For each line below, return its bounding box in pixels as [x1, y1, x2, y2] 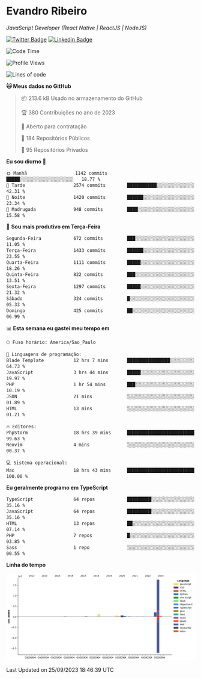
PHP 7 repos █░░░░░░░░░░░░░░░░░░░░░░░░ [6, 532, 195, 539]
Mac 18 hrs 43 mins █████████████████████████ [6, 467, 195, 474]
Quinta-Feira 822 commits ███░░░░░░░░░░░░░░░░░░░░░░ [6, 271, 195, 278]
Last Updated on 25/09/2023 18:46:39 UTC [6, 666, 114, 674]
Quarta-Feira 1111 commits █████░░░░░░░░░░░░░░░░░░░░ [6, 259, 195, 266]
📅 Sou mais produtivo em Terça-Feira [6, 223, 101, 230]
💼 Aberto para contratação [20, 122, 87, 130]
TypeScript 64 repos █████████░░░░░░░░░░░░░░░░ [6, 496, 195, 502]
